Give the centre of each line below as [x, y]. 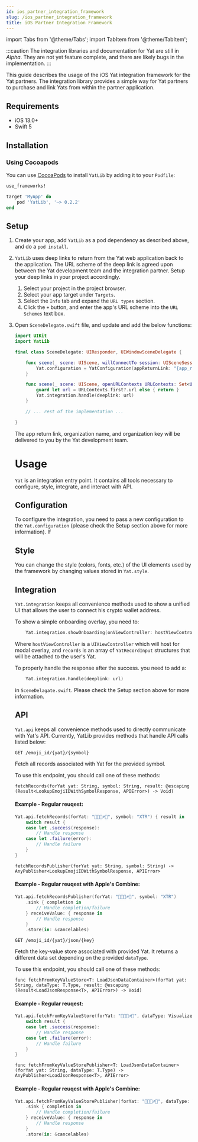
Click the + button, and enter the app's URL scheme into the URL [101, 307]
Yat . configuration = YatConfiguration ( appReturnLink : [104, 368]
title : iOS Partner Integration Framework [59, 22]
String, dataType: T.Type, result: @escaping [72, 985]
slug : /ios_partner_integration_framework [59, 17]
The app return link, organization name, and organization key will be [97, 433]
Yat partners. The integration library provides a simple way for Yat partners [97, 81]
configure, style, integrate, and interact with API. [74, 487]
